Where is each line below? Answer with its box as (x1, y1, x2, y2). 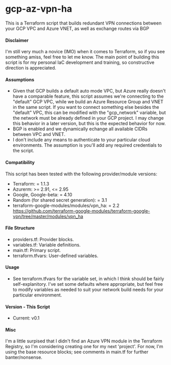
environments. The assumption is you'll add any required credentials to (12, 142, 162, 148)
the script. (12, 148, 35, 154)
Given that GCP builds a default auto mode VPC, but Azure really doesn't (12, 88, 166, 94)
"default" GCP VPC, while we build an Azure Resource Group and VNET (12, 99, 164, 105)
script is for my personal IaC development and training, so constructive (5, 59, 155, 65)
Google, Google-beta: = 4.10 (12, 191, 72, 197)
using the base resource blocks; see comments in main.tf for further (5, 349, 149, 355)
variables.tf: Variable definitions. (12, 241, 81, 248)
